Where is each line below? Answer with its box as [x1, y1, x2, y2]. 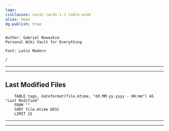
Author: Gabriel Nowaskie [5, 35, 59, 40]
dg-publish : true [5, 21, 42, 27]
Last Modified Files [5, 80, 66, 89]
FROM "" [14, 103, 30, 108]
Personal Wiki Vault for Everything [5, 40, 82, 45]
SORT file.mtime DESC [14, 107, 59, 112]
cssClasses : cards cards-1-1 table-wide [5, 12, 92, 17]
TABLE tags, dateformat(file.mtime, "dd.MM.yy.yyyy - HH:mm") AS [14, 94, 154, 99]
